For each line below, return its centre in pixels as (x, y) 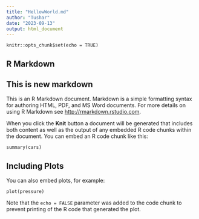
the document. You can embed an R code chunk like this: (77, 136)
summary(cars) (24, 148)
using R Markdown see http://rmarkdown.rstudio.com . (73, 112)
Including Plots (35, 166)
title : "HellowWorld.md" (38, 12)
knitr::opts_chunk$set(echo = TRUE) (52, 45)
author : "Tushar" (28, 18)
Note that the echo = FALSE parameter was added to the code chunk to (94, 203)
